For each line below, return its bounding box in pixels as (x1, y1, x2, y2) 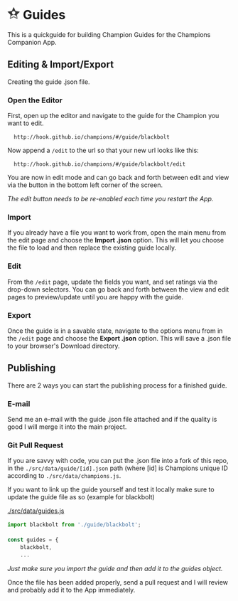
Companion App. (7, 38, 57, 46)
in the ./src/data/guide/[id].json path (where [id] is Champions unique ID (7, 464, 229, 472)
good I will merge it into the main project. (7, 422, 127, 431)
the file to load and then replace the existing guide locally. (7, 243, 176, 252)
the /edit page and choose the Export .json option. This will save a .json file (7, 334, 232, 342)
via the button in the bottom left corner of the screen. (7, 181, 163, 189)
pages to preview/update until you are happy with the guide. (7, 292, 183, 301)
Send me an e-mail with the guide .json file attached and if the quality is (7, 415, 217, 424)
